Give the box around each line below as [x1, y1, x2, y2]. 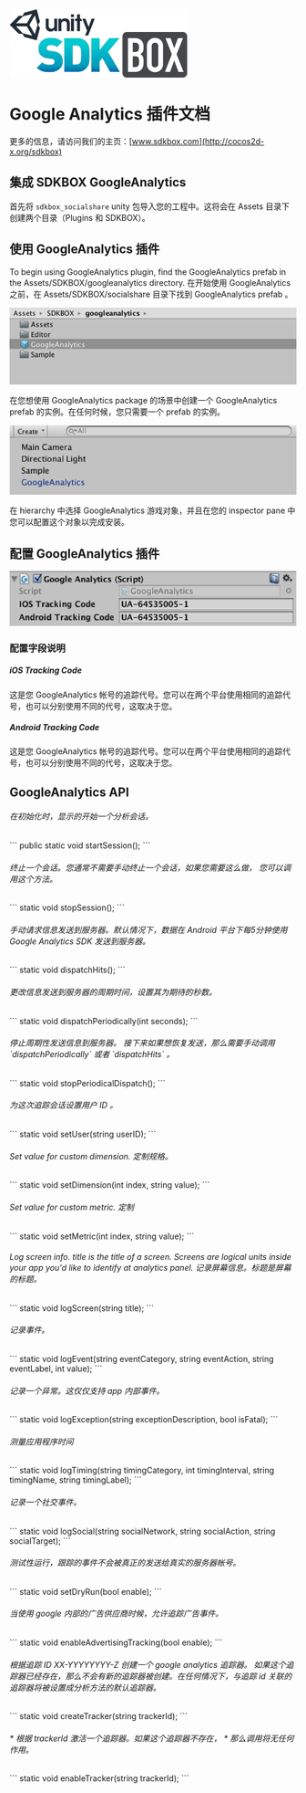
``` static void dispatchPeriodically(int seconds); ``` [9, 1015, 199, 1026]
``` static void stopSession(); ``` [9, 902, 125, 913]
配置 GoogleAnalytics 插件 [9, 546, 160, 561]
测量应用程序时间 [9, 1436, 74, 1447]
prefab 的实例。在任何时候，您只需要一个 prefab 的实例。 [9, 406, 226, 417]
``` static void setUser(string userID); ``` [9, 1128, 157, 1140]
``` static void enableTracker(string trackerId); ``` [9, 1773, 189, 1784]
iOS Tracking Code [9, 665, 82, 676]
